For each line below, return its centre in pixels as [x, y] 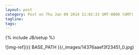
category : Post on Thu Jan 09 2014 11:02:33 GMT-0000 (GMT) [69, 14]
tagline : [14, 19]
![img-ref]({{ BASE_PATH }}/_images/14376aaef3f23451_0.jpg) [70, 47]
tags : [11, 24]
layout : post [19, 10]
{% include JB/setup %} [30, 38]
